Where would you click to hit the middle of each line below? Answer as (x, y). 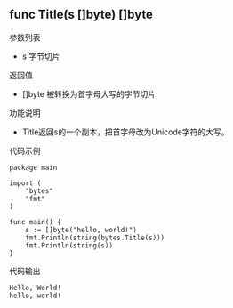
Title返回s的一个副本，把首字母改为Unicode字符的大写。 (125, 132)
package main (33, 167)
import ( (25, 183)
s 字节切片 (41, 56)
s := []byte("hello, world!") (81, 230)
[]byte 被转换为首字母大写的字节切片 (88, 93)
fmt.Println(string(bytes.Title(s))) (95, 238)
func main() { (36, 222)
